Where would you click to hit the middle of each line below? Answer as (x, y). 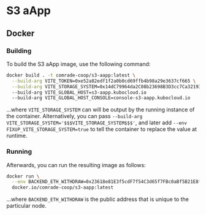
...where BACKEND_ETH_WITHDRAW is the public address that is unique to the (97, 199)
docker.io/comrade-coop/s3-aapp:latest (63, 187)
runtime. (17, 136)
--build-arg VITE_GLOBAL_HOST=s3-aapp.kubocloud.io (79, 92)
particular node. (27, 206)
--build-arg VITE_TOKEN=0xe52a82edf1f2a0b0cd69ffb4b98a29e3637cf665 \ (104, 81)
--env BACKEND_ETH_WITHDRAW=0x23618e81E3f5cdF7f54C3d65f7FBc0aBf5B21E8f (107, 182)
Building (19, 51)
